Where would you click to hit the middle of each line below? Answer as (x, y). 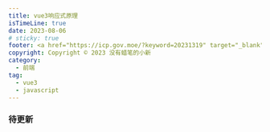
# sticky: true (34, 38)
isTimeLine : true (37, 23)
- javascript (37, 90)
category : (25, 61)
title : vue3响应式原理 (43, 16)
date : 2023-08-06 (37, 30)
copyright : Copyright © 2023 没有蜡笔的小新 (80, 53)
